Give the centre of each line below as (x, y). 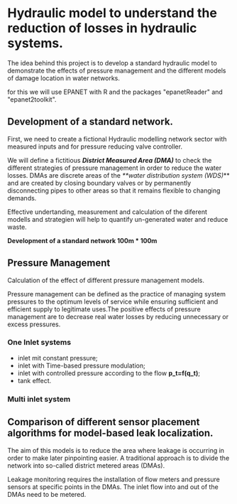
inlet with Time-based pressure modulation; (81, 365)
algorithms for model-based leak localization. (110, 433)
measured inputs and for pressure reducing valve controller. (95, 146)
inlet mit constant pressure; (57, 358)
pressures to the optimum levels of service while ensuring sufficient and (113, 301)
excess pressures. (34, 324)
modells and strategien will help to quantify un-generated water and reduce (118, 219)
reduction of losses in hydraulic (102, 28)
